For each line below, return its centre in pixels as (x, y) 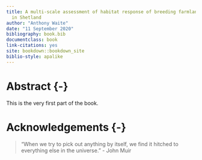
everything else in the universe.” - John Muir (76, 150)
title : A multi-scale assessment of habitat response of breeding (91, 12)
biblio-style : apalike (35, 57)
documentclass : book (32, 40)
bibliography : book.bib (36, 34)
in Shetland (27, 17)
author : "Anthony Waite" (37, 23)
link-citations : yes (32, 46)
